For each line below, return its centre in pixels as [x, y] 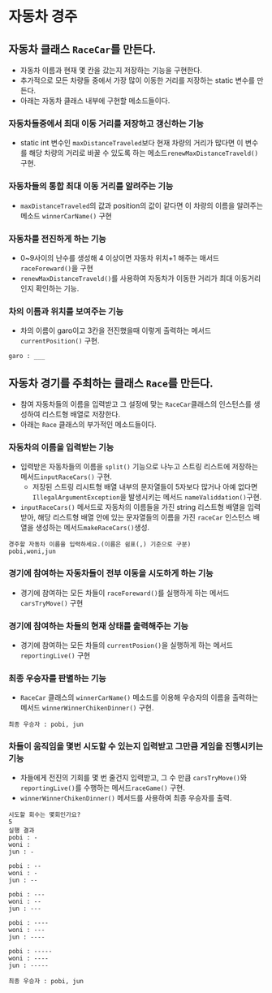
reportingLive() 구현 [55, 655]
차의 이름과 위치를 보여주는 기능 [66, 311]
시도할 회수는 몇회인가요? [45, 815]
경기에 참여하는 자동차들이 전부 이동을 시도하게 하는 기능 [111, 573]
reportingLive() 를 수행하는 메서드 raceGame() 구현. [102, 788]
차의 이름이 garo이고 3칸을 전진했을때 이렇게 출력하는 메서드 [116, 330]
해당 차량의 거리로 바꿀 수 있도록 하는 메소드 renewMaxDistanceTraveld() [143, 153]
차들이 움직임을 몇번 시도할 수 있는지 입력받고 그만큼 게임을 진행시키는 [136, 746]
